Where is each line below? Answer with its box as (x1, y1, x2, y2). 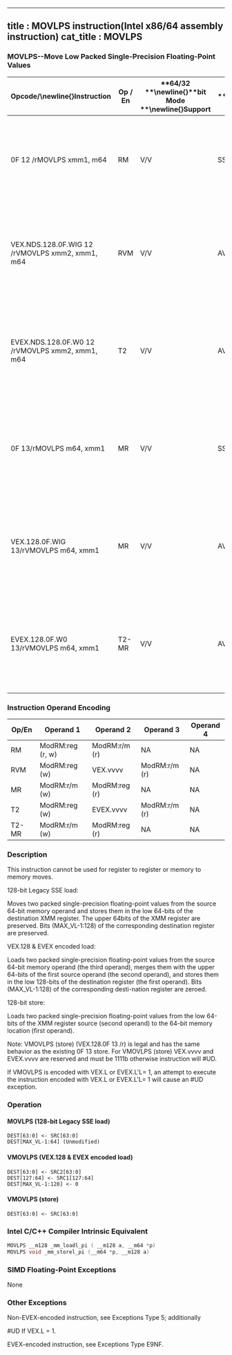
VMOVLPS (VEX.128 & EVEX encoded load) (7, 1153, 133, 1161)
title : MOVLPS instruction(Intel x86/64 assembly (7, 20, 224, 32)
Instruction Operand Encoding (7, 702, 110, 712)
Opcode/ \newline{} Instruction (10, 91, 112, 101)
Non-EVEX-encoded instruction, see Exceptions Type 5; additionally (7, 1314, 202, 1322)
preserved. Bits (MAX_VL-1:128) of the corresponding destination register (7, 922, 215, 930)
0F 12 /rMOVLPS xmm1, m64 (10, 155, 107, 165)
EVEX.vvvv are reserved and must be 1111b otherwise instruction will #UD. (7, 1055, 217, 1063)
